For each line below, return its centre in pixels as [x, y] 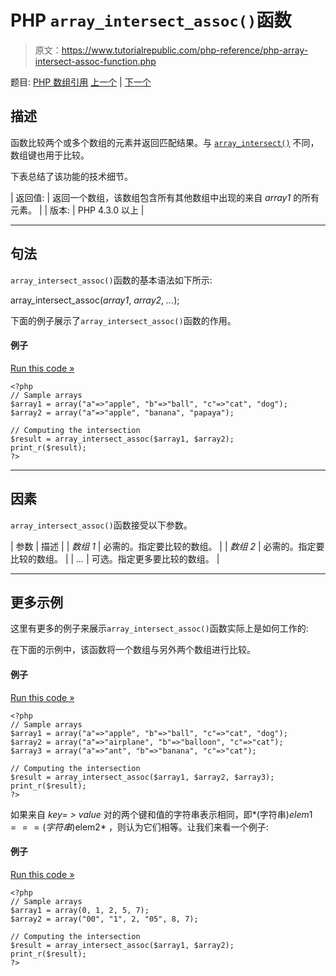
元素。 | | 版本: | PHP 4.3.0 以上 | [77, 210]
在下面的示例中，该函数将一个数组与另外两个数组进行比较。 [133, 650]
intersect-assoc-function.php [95, 61]
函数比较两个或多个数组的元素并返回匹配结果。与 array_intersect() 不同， [165, 142]
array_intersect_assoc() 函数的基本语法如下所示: [111, 280]
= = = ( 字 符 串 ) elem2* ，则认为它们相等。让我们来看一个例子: [139, 827]
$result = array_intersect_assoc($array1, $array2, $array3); [142, 777]
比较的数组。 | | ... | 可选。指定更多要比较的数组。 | [115, 558]
